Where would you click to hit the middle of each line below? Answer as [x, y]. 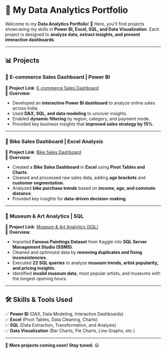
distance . [22, 193]
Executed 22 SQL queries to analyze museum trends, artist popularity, [85, 263]
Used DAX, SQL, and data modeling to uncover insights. [70, 113]
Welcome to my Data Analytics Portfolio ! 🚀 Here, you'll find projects [75, 24]
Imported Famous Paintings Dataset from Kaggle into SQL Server [80, 242]
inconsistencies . [30, 258]
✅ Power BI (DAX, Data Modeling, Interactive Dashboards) [64, 314]
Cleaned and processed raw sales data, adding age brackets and [79, 177]
